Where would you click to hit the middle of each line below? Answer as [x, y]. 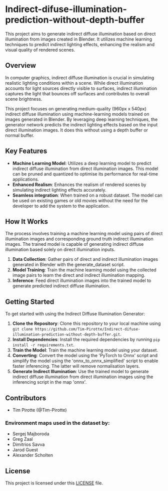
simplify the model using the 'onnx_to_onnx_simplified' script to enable [85, 361]
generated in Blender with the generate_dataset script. [68, 265]
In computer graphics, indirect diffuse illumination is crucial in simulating [80, 77]
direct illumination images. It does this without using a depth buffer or [77, 130]
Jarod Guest [25, 450]
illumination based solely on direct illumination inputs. [60, 250]
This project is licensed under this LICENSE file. [54, 483]
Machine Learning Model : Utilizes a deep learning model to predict [82, 163]
